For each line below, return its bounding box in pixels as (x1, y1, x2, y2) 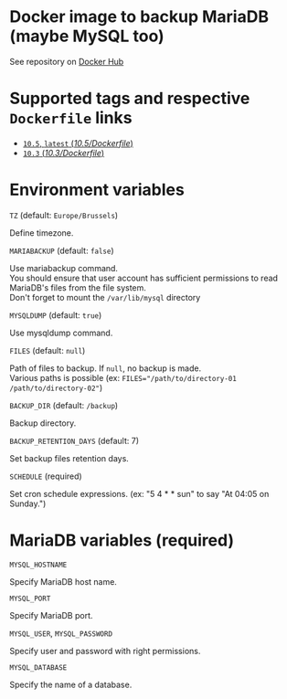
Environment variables (9, 180, 185, 200)
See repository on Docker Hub (9, 56, 124, 67)
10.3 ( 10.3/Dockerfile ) (22, 147, 105, 158)
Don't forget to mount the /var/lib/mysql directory (9, 291, 201, 302)
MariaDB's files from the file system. (9, 281, 146, 293)
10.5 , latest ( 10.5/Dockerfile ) (22, 137, 134, 148)
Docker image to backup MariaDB (9, 6, 270, 27)
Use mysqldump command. (9, 327, 113, 338)
